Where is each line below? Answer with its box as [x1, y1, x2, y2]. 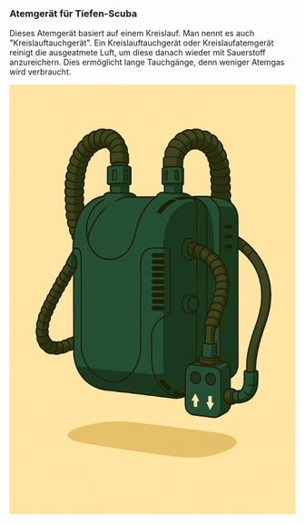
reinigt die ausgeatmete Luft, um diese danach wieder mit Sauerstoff [9, 47, 266, 58]
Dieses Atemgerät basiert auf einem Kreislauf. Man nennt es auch [9, 28, 255, 39]
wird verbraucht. [9, 66, 72, 77]
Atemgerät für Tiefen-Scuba [9, 7, 138, 20]
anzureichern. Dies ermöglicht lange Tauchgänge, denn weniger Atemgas [9, 57, 285, 68]
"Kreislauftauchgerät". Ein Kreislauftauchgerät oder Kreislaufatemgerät [9, 37, 274, 48]
